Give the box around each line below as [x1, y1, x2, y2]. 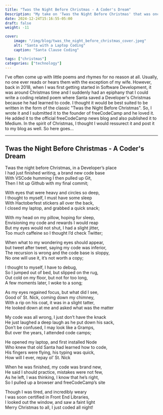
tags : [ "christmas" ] [5, 56, 47, 61]
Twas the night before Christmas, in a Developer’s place [5, 165, 117, 171]
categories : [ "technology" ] [5, 61, 62, 66]
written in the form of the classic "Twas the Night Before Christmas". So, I [5, 105, 152, 111]
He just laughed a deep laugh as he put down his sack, [5, 319, 114, 326]
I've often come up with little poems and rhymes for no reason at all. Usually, [5, 74, 158, 80]
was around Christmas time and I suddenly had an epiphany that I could [5, 89, 148, 95]
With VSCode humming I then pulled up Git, [5, 175, 92, 181]
